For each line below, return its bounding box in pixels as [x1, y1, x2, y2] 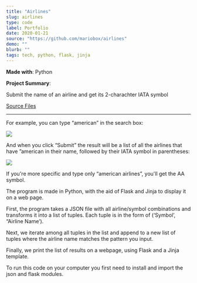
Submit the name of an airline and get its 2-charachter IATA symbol [6, 91, 168, 98]
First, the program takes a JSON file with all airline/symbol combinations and [6, 205, 191, 212]
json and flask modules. [6, 270, 63, 277]
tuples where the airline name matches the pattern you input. [6, 235, 154, 242]
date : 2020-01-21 [6, 30, 49, 36]
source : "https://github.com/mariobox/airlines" [6, 36, 127, 42]
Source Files [6, 102, 36, 109]
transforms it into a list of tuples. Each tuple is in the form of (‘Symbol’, [6, 212, 176, 219]
